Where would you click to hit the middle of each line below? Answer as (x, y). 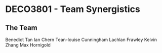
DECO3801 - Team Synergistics (73, 9)
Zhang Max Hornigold (28, 45)
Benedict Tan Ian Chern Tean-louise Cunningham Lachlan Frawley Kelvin (81, 39)
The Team (22, 28)
